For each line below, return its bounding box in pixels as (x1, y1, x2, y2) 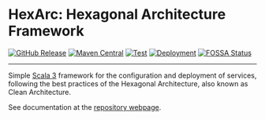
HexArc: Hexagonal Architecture (8, 5, 226, 24)
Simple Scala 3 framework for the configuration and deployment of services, (8, 71, 257, 80)
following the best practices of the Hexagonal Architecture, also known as (8, 78, 248, 88)
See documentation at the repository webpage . (8, 102, 162, 111)
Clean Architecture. (8, 87, 72, 96)
